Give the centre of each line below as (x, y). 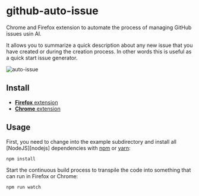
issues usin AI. (24, 33)
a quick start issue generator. (42, 58)
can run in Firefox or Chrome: (42, 176)
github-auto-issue (53, 11)
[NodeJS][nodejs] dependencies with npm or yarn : (68, 148)
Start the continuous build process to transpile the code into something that (99, 170)
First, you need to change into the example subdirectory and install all (91, 141)
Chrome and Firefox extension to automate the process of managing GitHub (99, 27)
